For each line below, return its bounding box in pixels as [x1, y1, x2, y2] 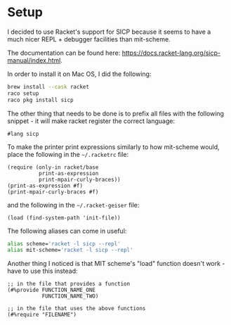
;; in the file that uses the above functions [7, 305, 146, 312]
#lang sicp [7, 130, 39, 137]
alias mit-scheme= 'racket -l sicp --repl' [7, 247, 133, 254]
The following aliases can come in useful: [7, 227, 127, 235]
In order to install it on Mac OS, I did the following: [7, 70, 152, 78]
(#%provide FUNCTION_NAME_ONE [7, 286, 96, 294]
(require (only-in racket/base [7, 163, 99, 171]
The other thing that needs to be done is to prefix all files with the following [7, 109, 225, 117]
